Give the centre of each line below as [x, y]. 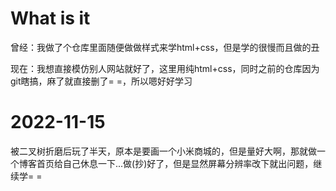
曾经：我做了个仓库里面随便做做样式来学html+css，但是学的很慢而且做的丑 [165, 47]
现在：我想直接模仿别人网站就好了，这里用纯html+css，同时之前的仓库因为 [165, 68]
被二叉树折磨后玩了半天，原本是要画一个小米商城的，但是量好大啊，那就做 [163, 151]
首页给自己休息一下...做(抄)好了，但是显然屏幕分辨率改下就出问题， [175, 163]
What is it [50, 18]
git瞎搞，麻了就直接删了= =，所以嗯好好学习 [101, 81]
